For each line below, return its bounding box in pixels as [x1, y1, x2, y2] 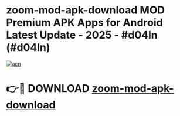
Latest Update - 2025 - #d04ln [6, 29, 158, 42]
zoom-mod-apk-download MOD [6, 4, 165, 17]
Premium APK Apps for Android [6, 16, 163, 29]
